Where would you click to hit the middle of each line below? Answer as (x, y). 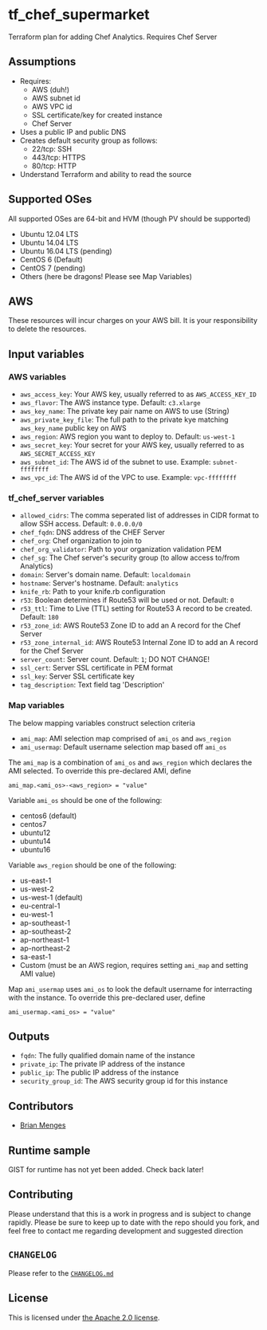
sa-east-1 (35, 956)
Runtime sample (49, 1150)
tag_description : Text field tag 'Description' (92, 685)
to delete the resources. (47, 329)
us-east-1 (35, 880)
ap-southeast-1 (45, 923)
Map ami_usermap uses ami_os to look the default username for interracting (130, 989)
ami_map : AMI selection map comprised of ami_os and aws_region (125, 738)
